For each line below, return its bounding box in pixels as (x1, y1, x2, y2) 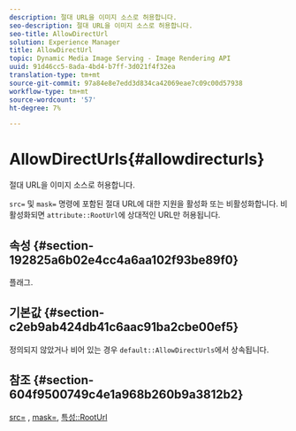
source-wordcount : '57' (9, 95, 97, 104)
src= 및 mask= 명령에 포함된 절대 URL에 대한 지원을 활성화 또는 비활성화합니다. (9, 198, 278, 209)
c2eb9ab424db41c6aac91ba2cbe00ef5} (9, 319, 239, 335)
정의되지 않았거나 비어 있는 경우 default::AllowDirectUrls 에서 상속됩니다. (9, 344, 269, 355)
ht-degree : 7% (9, 104, 62, 112)
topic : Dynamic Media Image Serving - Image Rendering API (9, 54, 231, 63)
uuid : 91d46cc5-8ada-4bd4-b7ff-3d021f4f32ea (9, 63, 176, 72)
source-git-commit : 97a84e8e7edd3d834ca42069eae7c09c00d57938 (9, 79, 243, 88)
